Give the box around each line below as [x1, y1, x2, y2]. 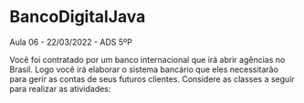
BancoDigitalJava [9, 6, 146, 27]
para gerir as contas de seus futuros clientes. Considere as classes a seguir [9, 73, 295, 84]
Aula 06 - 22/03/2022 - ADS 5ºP [9, 36, 133, 47]
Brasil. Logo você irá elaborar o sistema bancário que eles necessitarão [9, 64, 278, 75]
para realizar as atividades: [9, 83, 111, 94]
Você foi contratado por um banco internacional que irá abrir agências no [9, 54, 286, 65]
